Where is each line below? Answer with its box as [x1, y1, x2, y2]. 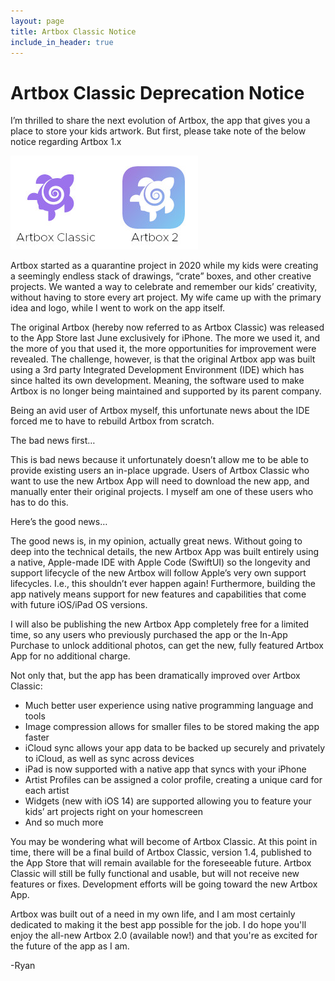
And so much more [24, 816, 104, 829]
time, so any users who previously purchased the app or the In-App [10, 629, 288, 641]
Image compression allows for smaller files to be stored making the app [24, 721, 320, 733]
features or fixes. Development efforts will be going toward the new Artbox [10, 878, 318, 890]
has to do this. [10, 496, 69, 509]
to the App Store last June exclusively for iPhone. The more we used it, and [10, 332, 321, 344]
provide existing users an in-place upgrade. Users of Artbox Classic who [10, 465, 310, 477]
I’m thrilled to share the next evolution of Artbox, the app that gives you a [10, 115, 311, 127]
